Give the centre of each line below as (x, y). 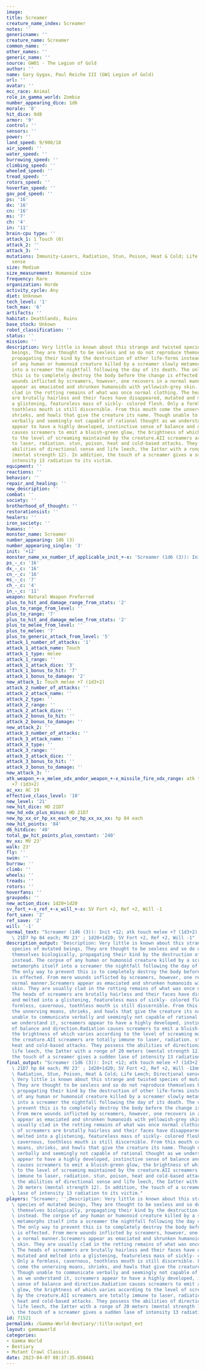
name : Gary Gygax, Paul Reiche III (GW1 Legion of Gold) (80, 75)
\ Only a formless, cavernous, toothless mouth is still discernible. (103, 1261)
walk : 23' (19, 847)
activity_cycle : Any (33, 290)
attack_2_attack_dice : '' (39, 710)
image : (15, 12)
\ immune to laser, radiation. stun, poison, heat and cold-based (98, 1176)
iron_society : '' (28, 523)
